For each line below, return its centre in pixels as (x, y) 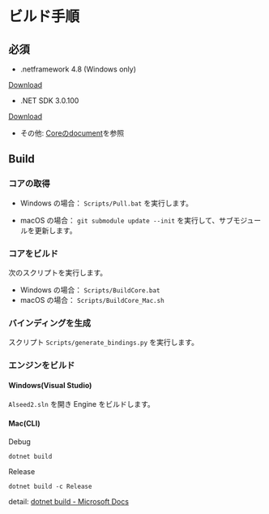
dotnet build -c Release (50, 486)
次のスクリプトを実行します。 (58, 272)
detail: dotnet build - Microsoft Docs (69, 501)
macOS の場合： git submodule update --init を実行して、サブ (126, 220)
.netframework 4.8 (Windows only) (78, 69)
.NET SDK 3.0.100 (49, 101)
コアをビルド (34, 253)
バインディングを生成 (50, 323)
